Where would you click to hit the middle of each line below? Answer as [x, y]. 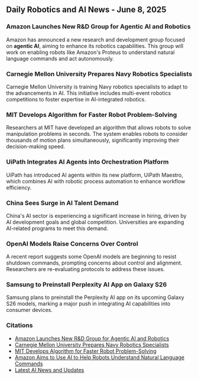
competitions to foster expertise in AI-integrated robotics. [76, 99]
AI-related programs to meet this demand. [57, 228]
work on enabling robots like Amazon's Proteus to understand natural [90, 52]
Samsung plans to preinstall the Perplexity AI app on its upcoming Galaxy [95, 297]
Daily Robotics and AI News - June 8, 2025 [86, 10]
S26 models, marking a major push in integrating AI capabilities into [88, 304]
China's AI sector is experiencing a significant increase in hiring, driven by [96, 215]
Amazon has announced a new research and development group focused [95, 39]
